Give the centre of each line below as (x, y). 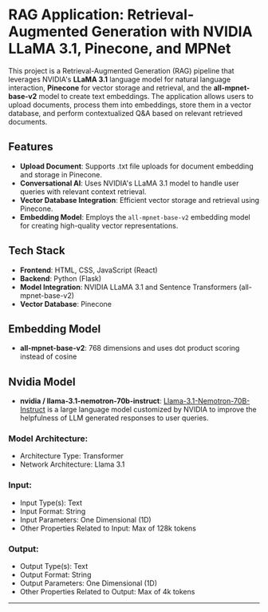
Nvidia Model (42, 382)
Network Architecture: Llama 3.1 (72, 464)
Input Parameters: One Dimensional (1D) (85, 519)
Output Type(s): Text (54, 566)
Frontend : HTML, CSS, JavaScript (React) (89, 270)
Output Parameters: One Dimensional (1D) (89, 583)
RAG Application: (66, 15)
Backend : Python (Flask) (61, 278)
